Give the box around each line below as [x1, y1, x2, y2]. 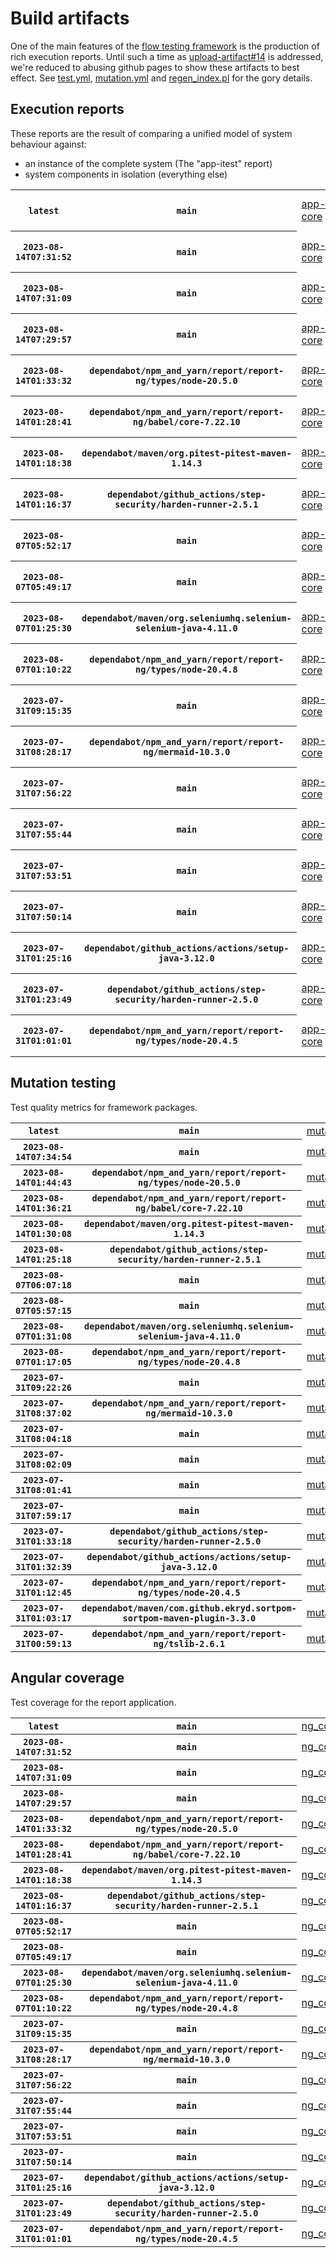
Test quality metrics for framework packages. [10, 1101, 198, 1113]
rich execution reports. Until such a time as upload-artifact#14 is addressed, [10, 50, 324, 62]
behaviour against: [10, 138, 87, 150]
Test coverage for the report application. [10, 1696, 177, 1708]
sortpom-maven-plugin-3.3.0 [122, 1613, 257, 1624]
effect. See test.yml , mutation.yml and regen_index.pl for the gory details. [10, 72, 313, 84]
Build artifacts [10, 7, 130, 30]
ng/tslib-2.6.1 [153, 1638, 226, 1650]
